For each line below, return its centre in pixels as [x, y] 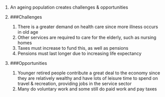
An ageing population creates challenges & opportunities [69, 7]
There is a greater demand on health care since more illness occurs [88, 27]
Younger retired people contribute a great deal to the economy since [89, 73]
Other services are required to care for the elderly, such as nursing [87, 37]
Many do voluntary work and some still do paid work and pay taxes [87, 89]
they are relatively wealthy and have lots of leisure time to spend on [88, 78]
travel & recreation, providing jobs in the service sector [75, 83]
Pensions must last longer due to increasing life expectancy [79, 53]
